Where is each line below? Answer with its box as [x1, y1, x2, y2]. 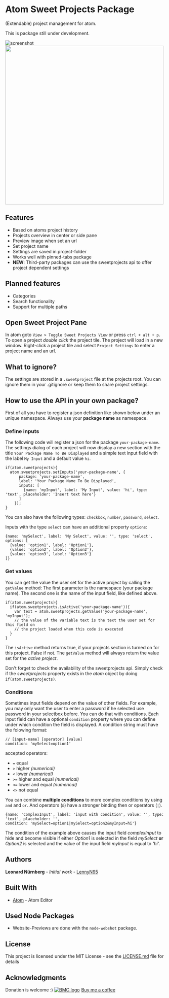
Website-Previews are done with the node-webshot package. [12, 925, 138, 931]
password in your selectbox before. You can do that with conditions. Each [5, 711, 159, 717]
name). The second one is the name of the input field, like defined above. [5, 590, 158, 596]
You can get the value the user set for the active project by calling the [5, 579, 150, 585]
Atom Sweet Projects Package [5, 4, 135, 15]
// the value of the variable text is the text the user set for [14, 618, 155, 623]
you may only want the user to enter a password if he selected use [5, 705, 144, 711]
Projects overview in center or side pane [12, 232, 97, 238]
